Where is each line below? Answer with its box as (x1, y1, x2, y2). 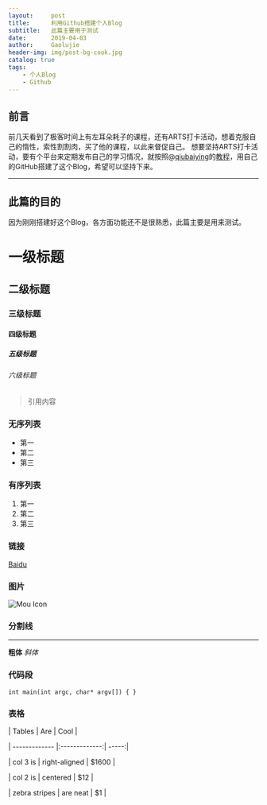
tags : (8, 64, 26, 72)
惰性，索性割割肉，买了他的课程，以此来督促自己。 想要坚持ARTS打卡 (21, 142, 252, 152)
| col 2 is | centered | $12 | (8, 772, 94, 782)
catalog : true (8, 56, 56, 64)
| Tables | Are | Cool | (8, 726, 78, 736)
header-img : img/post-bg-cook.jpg (8, 48, 123, 56)
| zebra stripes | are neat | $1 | (8, 788, 107, 797)
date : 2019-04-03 (8, 33, 87, 42)
